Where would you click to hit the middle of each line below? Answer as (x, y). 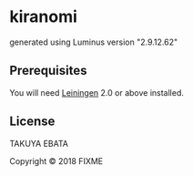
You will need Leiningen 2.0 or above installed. (97, 92)
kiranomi (43, 17)
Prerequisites (48, 71)
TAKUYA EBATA (39, 143)
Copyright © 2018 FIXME (56, 160)
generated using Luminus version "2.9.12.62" (94, 42)
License (32, 122)
